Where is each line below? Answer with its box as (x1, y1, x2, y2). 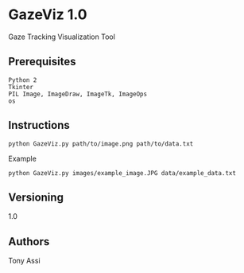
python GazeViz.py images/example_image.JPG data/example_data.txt (8, 169, 237, 177)
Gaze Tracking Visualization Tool (8, 32, 115, 41)
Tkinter (8, 83, 34, 91)
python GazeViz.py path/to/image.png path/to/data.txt (8, 139, 194, 148)
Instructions (8, 119, 70, 132)
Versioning (8, 190, 64, 204)
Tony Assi (8, 256, 41, 266)
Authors (8, 235, 50, 248)
